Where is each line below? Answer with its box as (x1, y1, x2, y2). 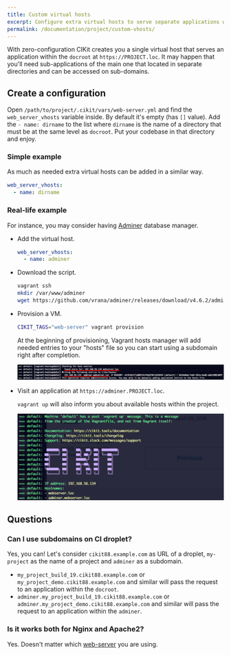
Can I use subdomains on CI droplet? (7, 534, 133, 543)
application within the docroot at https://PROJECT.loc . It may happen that (7, 52, 215, 61)
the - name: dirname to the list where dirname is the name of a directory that (7, 121, 221, 129)
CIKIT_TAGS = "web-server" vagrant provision (16, 324, 144, 331)
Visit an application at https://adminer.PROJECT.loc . (16, 386, 165, 395)
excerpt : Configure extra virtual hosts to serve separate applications (7, 18, 220, 25)
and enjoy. (7, 135, 36, 143)
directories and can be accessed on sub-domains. (7, 67, 150, 76)
